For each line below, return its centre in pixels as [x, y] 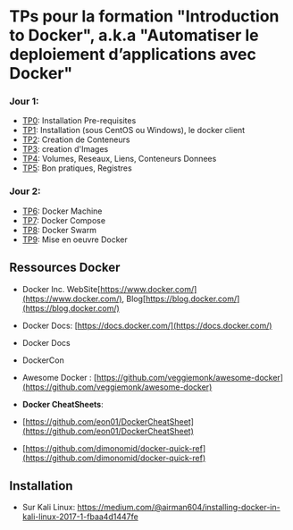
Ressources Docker [65, 268]
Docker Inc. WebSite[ [61, 289]
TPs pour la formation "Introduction [144, 17]
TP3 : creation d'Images [65, 149]
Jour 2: [25, 191]
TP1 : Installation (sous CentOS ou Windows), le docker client [134, 130]
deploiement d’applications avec [133, 55]
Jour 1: [24, 102]
